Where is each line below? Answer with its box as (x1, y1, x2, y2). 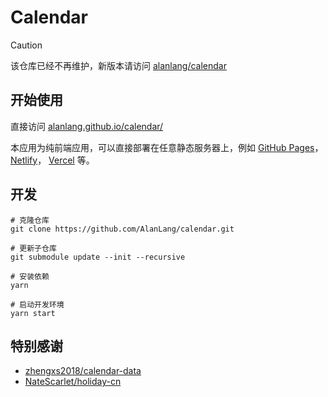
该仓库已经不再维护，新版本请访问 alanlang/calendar (10, 59, 228, 71)
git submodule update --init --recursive (10, 252, 186, 262)
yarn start (10, 308, 56, 318)
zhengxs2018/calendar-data (24, 365, 142, 377)
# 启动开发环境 (10, 299, 65, 310)
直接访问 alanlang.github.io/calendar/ (10, 120, 164, 132)
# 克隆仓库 (10, 215, 50, 225)
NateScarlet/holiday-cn (24, 376, 122, 388)
